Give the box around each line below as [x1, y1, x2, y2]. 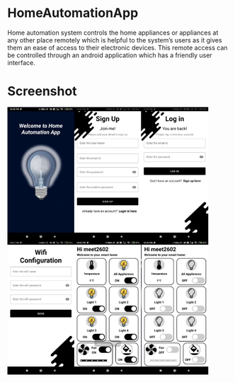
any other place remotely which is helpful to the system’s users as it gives [7, 35, 222, 44]
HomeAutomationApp [7, 5, 139, 21]
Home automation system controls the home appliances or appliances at [7, 28, 219, 37]
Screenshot [7, 83, 77, 100]
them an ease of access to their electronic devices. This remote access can [7, 43, 228, 52]
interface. [7, 58, 35, 66]
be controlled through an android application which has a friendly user [7, 51, 212, 59]
